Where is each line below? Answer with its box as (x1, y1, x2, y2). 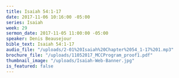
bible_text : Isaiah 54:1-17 (6, 42, 75, 48)
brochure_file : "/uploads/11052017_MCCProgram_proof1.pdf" (6, 52, 153, 58)
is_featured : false (6, 63, 54, 69)
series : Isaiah (6, 19, 43, 25)
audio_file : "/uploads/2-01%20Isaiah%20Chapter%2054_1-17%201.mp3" (6, 47, 174, 53)
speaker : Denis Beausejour (6, 36, 72, 42)
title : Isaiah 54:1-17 (6, 8, 61, 15)
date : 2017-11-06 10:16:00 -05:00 (6, 14, 91, 20)
